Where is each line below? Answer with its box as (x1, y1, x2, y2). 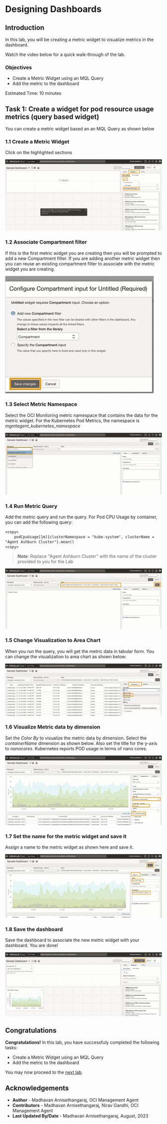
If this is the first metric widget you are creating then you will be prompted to (5, 250, 162, 256)
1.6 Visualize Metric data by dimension (5, 723, 100, 730)
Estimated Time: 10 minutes (5, 90, 62, 96)
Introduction (5, 23, 45, 32)
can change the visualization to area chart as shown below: (5, 654, 127, 660)
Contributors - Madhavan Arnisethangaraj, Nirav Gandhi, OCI (12, 1102, 139, 1108)
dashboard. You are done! (5, 942, 59, 948)
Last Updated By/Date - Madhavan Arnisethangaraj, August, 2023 (12, 1113, 149, 1119)
